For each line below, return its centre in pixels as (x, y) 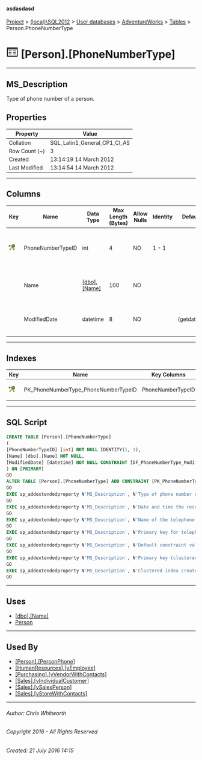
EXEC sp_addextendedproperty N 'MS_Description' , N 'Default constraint (96, 545)
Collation (20, 142)
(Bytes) (118, 223)
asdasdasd (20, 8)
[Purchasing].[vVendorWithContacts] (61, 674)
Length (118, 217)
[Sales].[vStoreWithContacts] (51, 693)
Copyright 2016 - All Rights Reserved (52, 732)
